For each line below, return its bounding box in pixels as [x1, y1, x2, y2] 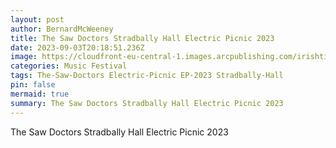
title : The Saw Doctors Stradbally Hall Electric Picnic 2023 [10, 33, 275, 43]
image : [10, 52, 38, 62]
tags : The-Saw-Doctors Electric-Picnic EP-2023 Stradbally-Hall [10, 71, 284, 81]
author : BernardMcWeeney [10, 24, 114, 34]
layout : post [10, 14, 65, 25]
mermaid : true [10, 89, 70, 99]
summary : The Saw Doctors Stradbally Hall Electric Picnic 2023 [10, 98, 284, 108]
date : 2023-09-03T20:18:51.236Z [10, 42, 145, 53]
